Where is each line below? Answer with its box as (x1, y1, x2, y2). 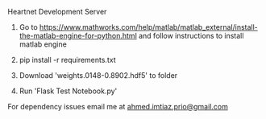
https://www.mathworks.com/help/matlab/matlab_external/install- (39, 23, 259, 31)
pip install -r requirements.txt (19, 55, 116, 64)
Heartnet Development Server (7, 7, 107, 16)
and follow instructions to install (139, 31, 244, 40)
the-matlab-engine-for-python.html (19, 31, 138, 40)
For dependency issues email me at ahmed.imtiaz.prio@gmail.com (7, 102, 229, 111)
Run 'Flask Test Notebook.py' (19, 86, 118, 96)
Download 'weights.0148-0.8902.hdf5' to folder (19, 71, 178, 80)
